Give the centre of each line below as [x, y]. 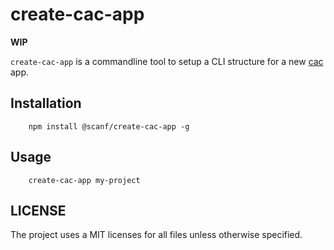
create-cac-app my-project [84, 180]
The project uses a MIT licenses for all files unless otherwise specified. [156, 235]
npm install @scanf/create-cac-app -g [109, 126]
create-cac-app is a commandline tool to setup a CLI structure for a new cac [167, 61]
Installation [46, 103]
